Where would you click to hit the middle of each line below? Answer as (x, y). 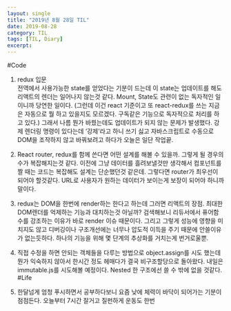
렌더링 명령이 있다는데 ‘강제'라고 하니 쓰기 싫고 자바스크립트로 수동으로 (119, 131)
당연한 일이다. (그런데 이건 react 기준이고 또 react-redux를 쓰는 (121, 105)
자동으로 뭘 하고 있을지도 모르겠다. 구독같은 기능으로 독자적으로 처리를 (118, 114)
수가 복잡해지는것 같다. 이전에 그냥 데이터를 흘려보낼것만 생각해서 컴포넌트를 (119, 163)
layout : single (29, 13)
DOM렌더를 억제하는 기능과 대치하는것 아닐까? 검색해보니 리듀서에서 (109, 212)
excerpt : (20, 46)
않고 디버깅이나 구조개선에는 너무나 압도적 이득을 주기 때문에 (117, 229)
